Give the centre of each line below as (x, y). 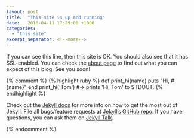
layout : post (22, 12)
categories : (21, 28)
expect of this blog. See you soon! (48, 69)
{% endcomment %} (31, 129)
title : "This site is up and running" (56, 17)
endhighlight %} (26, 93)
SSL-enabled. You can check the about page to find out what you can (92, 63)
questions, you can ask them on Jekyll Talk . (60, 118)
